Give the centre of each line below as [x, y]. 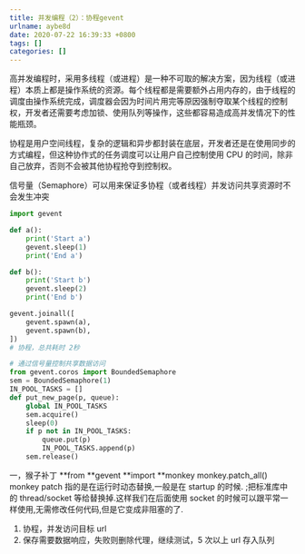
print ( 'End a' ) [54, 255]
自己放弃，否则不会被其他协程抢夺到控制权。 [93, 166]
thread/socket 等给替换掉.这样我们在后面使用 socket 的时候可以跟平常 [150, 498]
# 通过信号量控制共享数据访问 [58, 364]
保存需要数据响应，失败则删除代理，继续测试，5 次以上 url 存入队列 [148, 539]
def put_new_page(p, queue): [64, 397]
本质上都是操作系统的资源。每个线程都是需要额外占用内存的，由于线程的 [160, 90]
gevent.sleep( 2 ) [57, 289]
